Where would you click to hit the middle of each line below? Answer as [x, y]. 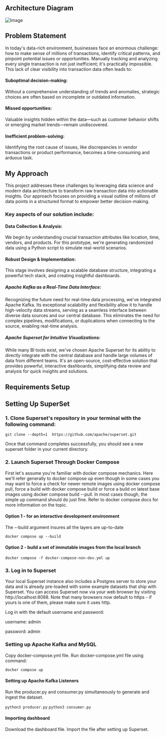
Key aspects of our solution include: [50, 214]
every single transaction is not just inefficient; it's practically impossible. [79, 64]
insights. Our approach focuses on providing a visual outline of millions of [80, 196]
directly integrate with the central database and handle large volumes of [79, 356]
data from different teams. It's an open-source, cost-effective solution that [81, 361]
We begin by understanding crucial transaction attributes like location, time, [83, 237]
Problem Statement [36, 36]
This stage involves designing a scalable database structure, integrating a [81, 270]
